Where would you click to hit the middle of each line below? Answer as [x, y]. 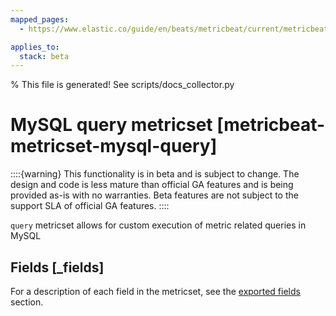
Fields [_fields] [57, 267]
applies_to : [35, 47]
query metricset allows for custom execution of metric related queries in [158, 225]
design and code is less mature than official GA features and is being [152, 185]
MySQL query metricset [111, 125]
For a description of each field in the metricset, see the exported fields [155, 291]
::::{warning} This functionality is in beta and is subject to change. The [155, 174]
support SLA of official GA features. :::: [90, 206]
